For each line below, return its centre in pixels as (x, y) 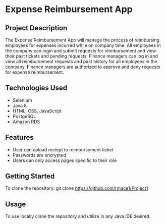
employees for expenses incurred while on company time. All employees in (83, 45)
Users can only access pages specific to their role (65, 160)
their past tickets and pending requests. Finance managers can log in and (81, 56)
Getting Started (30, 176)
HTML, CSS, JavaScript (37, 111)
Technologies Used (36, 88)
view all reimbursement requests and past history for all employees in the (81, 61)
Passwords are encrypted (39, 155)
